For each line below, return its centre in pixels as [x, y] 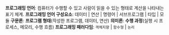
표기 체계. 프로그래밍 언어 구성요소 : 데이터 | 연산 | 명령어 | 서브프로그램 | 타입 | [82, 14]
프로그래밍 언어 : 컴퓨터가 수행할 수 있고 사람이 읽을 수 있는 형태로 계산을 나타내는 [85, 8]
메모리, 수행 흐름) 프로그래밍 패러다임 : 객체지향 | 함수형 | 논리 [77, 27]
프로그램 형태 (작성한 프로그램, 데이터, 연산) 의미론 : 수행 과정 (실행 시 [91, 21]
